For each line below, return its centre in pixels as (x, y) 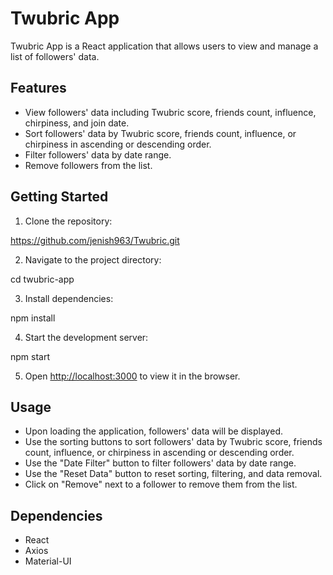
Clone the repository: (68, 221)
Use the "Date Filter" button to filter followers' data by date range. (160, 463)
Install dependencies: (69, 298)
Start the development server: (86, 337)
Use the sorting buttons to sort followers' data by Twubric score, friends (173, 442)
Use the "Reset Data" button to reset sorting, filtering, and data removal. (173, 474)
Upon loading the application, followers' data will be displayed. (153, 431)
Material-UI (48, 561)
